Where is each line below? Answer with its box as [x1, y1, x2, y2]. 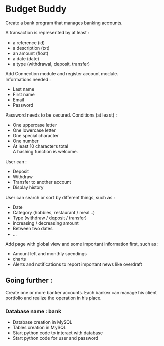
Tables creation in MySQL [12, 325, 67, 331]
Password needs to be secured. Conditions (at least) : [5, 112, 117, 118]
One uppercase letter [12, 122, 57, 128]
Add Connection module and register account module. [5, 70, 119, 76]
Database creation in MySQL [12, 319, 72, 325]
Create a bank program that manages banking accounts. [5, 20, 123, 26]
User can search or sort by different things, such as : [5, 194, 115, 200]
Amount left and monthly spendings [12, 250, 87, 256]
